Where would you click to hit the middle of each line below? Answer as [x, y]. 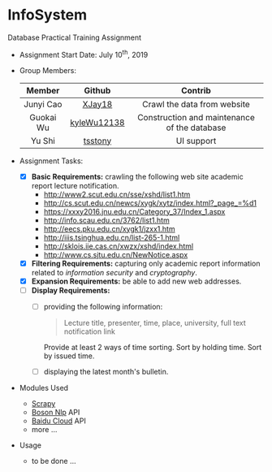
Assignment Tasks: [51, 161]
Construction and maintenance [196, 117]
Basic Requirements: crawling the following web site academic [138, 176]
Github [97, 90]
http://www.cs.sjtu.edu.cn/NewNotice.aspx [116, 254]
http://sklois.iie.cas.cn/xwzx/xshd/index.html [119, 246]
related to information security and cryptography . [114, 272]
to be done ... [54, 461]
